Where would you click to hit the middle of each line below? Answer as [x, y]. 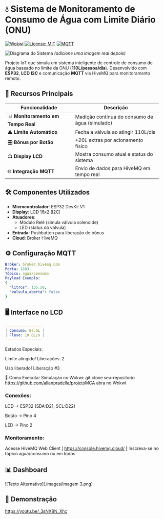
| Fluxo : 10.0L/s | [25, 335]
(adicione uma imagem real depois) [90, 53]
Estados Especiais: [24, 349]
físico [81, 146]
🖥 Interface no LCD [34, 312]
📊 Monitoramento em [33, 116]
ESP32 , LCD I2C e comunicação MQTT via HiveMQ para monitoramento [78, 73]
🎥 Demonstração [31, 499]
